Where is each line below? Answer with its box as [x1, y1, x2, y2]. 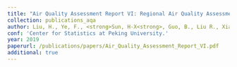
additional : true [7, 50, 59, 57]
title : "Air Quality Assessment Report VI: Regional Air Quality [7, 10, 203, 17]
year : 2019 [7, 36, 39, 43]
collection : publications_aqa [7, 17, 97, 24]
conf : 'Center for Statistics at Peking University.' [7, 29, 169, 37]
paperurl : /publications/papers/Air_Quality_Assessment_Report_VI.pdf [7, 43, 219, 50]
